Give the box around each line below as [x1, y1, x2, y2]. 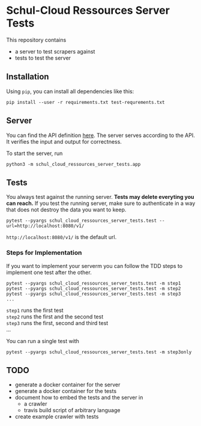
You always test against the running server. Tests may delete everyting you [6, 193, 194, 201]
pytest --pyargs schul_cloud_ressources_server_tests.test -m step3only [6, 349, 192, 355]
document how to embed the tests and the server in [14, 394, 143, 401]
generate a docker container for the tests [14, 388, 117, 395]
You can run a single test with [6, 337, 80, 344]
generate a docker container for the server [14, 381, 121, 388]
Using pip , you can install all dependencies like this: [6, 88, 134, 95]
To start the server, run [6, 150, 63, 157]
